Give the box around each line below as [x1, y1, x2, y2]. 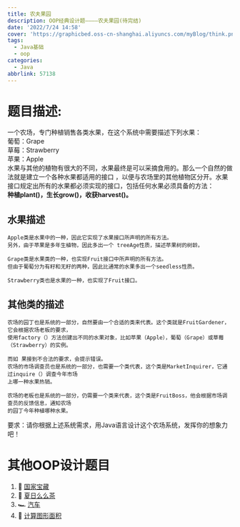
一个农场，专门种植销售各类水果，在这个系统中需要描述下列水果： [7, 128, 201, 136]
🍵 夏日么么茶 [17, 491, 56, 500]
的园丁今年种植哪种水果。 [7, 408, 71, 415]
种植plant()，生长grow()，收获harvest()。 [7, 191, 132, 199]
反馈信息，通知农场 [23, 400, 71, 407]
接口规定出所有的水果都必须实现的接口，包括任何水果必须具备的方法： [7, 181, 214, 190]
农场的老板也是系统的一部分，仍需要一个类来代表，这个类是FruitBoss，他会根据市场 [7, 392, 223, 400]
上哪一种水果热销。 [7, 378, 56, 386]
